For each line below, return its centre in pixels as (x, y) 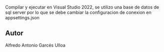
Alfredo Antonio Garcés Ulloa (35, 45)
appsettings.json (22, 18)
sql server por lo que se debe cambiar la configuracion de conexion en (78, 12)
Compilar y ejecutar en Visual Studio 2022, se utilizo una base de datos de (82, 7)
